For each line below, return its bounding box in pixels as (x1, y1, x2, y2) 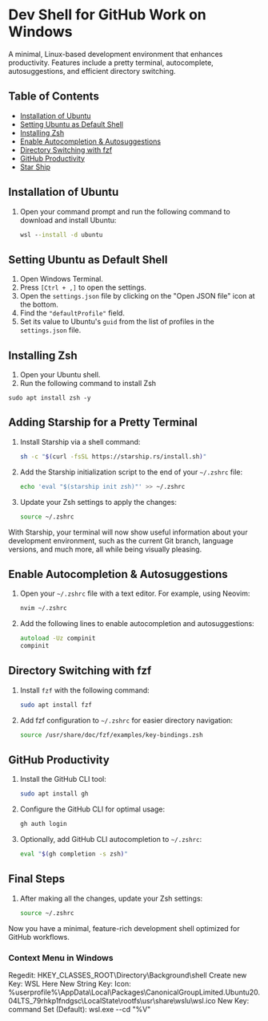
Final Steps (8, 873, 66, 886)
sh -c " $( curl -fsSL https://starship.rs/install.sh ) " (19, 452, 207, 461)
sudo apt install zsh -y (8, 394, 91, 402)
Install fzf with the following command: (19, 685, 150, 695)
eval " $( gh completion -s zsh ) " (19, 850, 128, 858)
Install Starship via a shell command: (19, 437, 141, 446)
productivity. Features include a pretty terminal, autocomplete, (8, 58, 214, 67)
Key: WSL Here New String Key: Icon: (8, 978, 131, 988)
